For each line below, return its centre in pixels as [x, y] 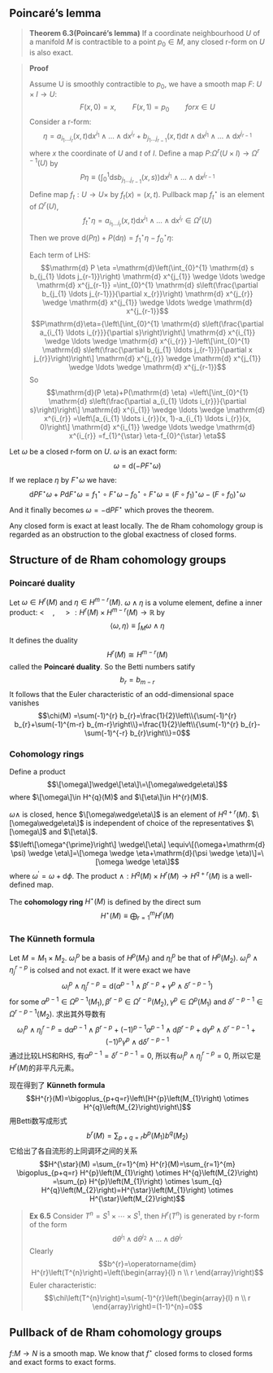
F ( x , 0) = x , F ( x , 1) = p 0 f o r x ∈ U [147, 108]
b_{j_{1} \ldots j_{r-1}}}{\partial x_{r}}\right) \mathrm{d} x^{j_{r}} [147, 294]
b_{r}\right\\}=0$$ [160, 733]
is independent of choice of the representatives [165, 823]
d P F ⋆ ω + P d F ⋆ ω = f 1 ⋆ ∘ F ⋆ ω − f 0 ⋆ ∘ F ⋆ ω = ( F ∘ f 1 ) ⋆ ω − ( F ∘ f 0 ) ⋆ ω [137, 494]
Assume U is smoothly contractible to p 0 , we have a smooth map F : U [145, 85]
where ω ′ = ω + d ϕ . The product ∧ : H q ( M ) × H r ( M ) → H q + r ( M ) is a [121, 875]
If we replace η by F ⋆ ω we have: [63, 479]
